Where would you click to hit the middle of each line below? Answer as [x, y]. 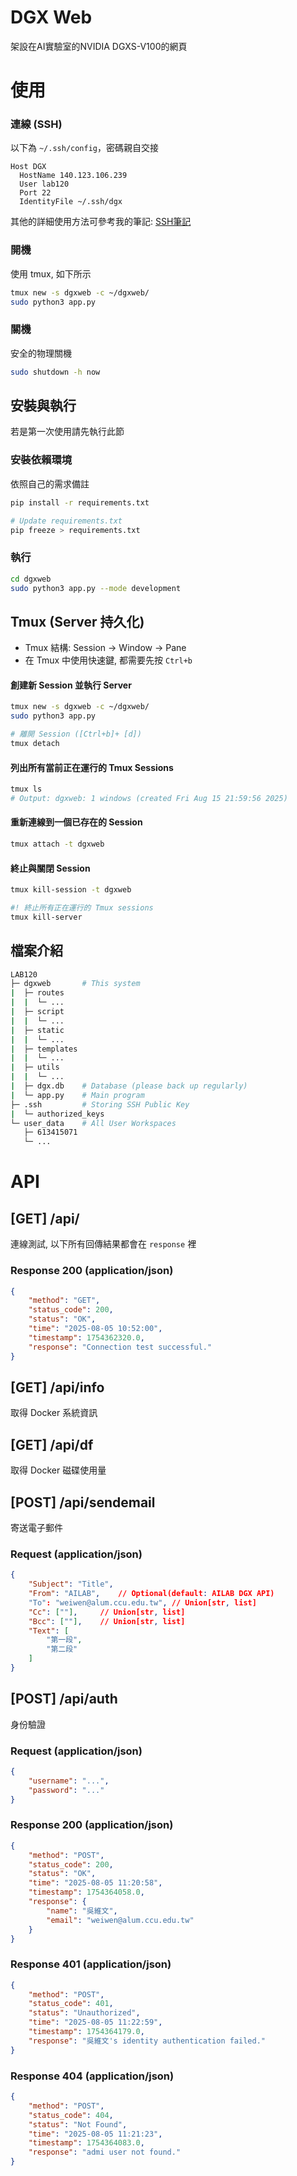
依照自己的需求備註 [50, 483]
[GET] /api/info [57, 1387]
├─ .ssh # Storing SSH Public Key [100, 1104]
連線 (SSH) [36, 124]
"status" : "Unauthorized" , [84, 2013]
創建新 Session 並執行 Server [71, 685]
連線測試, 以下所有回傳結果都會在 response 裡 [103, 1244]
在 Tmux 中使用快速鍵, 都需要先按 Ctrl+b [108, 660]
